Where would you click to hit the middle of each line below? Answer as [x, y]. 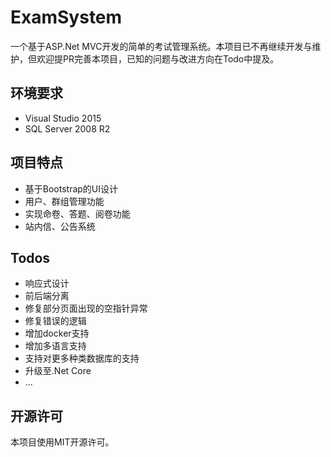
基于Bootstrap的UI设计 [71, 188]
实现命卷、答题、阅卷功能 [77, 213]
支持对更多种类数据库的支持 [82, 358]
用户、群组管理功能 [64, 201]
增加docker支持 [57, 333]
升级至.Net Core [58, 371]
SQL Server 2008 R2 [67, 128]
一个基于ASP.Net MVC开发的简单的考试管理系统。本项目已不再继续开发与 [161, 46]
